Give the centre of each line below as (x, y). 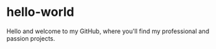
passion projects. (31, 38)
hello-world (41, 12)
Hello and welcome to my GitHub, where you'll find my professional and (108, 31)
